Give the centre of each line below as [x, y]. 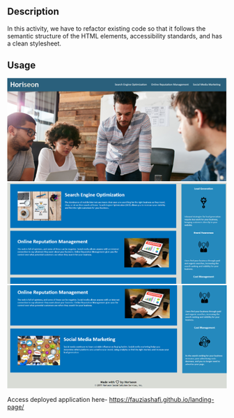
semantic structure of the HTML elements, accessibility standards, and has [115, 36]
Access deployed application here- [57, 399]
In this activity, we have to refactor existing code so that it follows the [107, 28]
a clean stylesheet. [34, 43]
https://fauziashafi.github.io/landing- [162, 399]
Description [33, 12]
